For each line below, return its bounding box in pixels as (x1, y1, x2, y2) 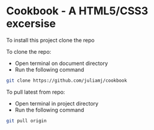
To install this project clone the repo (6, 36, 95, 44)
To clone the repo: (6, 48, 52, 55)
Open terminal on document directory (14, 60, 108, 67)
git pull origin (6, 117, 47, 123)
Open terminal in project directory (14, 100, 99, 107)
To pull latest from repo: (6, 88, 65, 95)
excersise (6, 17, 56, 30)
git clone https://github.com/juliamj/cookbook (6, 78, 128, 83)
